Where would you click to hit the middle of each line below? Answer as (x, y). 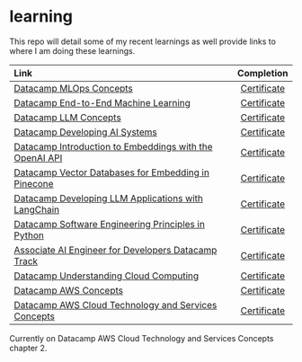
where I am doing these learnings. (72, 50)
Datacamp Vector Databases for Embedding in (111, 172)
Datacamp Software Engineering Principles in (109, 224)
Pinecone (34, 183)
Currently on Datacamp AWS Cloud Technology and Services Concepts (142, 338)
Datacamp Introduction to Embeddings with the (113, 146)
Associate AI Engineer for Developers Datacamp (115, 250)
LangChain (37, 209)
